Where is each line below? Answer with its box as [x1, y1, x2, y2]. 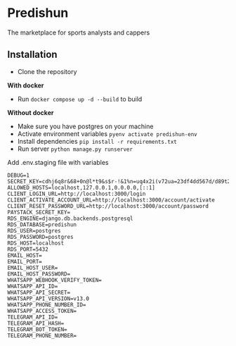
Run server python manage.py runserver [17, 144, 133, 153]
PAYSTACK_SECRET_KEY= [7, 209, 71, 216]
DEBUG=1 [7, 171, 30, 179]
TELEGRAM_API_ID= [7, 314, 58, 321]
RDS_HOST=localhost [7, 240, 65, 247]
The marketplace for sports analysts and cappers [7, 28, 150, 37]
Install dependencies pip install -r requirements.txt [17, 137, 177, 145]
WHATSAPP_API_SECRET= [7, 289, 71, 296]
